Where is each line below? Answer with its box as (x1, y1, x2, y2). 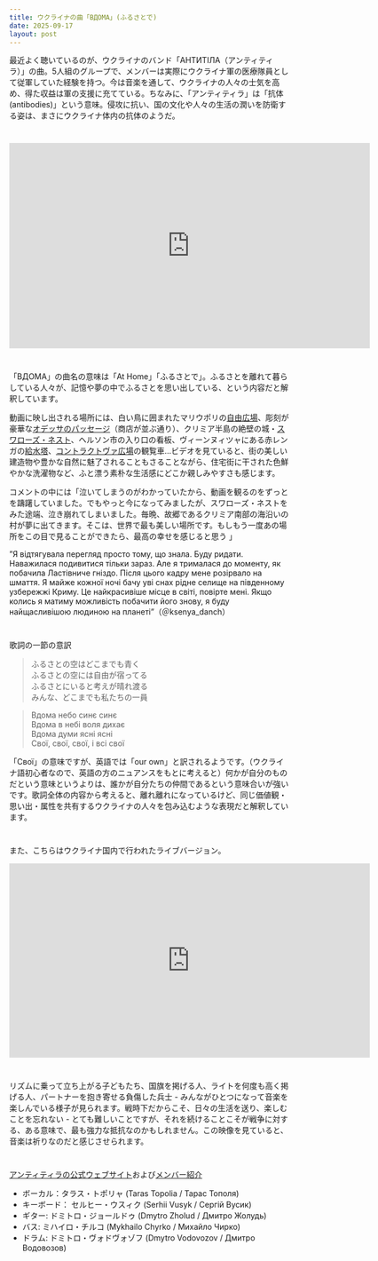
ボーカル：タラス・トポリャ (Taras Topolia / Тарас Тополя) (21, 1188, 240, 1199)
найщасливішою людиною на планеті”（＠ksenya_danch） (9, 607, 231, 617)
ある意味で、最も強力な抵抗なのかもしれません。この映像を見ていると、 (24, 1125, 288, 1136)
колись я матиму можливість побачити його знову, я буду (9, 596, 230, 607)
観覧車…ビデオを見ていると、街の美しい (140, 446, 288, 456)
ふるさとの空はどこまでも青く (30, 659, 140, 670)
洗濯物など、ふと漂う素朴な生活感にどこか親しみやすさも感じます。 (32, 468, 280, 479)
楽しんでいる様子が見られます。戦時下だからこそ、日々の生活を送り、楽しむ (9, 1103, 288, 1114)
